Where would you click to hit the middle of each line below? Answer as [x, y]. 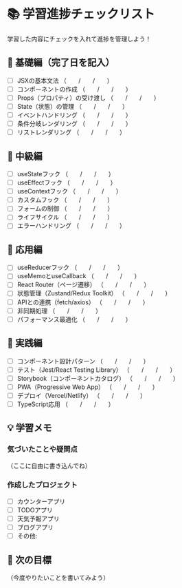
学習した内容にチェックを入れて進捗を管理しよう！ [79, 39]
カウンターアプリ [41, 501]
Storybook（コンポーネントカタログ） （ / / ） [98, 378]
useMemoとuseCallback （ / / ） [79, 276]
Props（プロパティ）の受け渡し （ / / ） [88, 98]
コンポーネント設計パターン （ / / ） [83, 361]
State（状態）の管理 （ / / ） [72, 106]
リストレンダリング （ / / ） [71, 132]
